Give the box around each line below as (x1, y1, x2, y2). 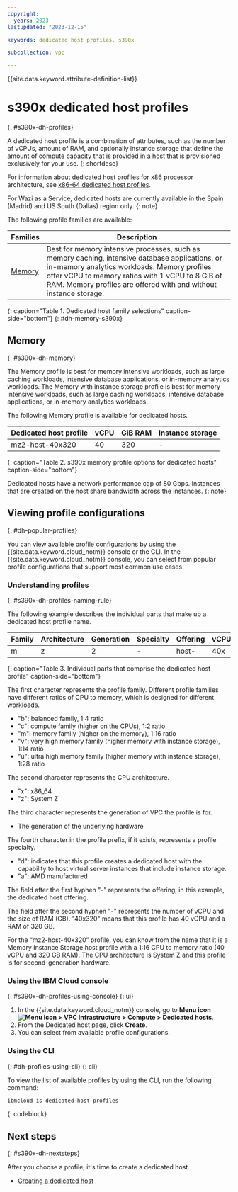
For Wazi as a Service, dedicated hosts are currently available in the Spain (7, 194, 224, 203)
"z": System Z (17, 794, 59, 802)
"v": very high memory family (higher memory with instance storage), (17, 737, 221, 745)
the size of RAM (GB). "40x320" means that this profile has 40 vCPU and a (7, 914, 225, 923)
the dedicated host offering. (7, 893, 89, 902)
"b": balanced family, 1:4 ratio (17, 714, 104, 722)
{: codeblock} (7, 1110, 47, 1118)
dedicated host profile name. (7, 617, 92, 625)
